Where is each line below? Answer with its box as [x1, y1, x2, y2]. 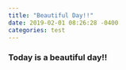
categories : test [8, 26, 66, 34]
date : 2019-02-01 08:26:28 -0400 [8, 19, 119, 27]
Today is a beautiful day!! [8, 52, 108, 63]
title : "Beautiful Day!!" [8, 11, 94, 20]
